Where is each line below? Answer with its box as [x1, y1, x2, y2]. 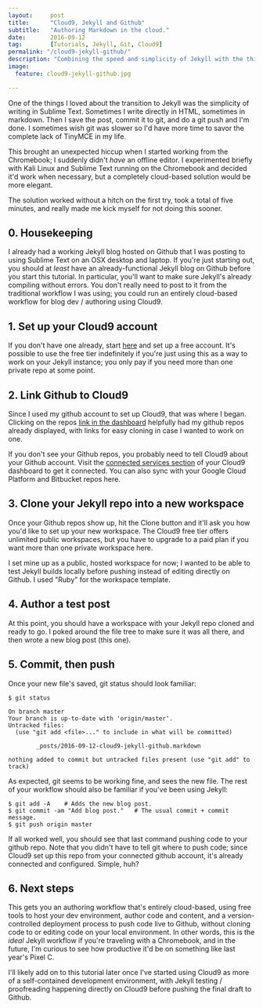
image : [8, 63, 30, 71]
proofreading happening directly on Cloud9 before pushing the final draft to [8, 984, 252, 994]
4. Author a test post [8, 598, 110, 611]
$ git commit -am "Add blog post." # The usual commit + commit [8, 806, 229, 814]
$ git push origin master [8, 821, 92, 828]
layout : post [8, 11, 65, 20]
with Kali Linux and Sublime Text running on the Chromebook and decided [8, 163, 248, 173]
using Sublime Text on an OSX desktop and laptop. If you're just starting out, [8, 256, 255, 265]
